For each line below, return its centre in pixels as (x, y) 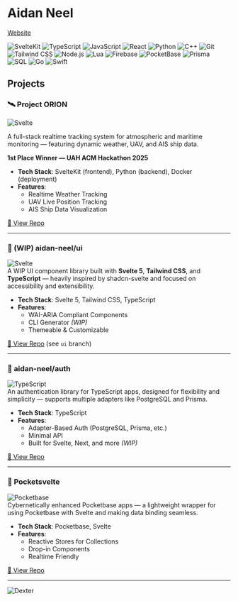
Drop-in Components (59, 548)
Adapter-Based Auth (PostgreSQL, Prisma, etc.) (98, 428)
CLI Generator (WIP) (58, 322)
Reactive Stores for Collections (73, 541)
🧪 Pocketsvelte (34, 482)
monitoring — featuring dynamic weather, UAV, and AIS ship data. (103, 144)
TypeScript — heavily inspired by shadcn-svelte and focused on (102, 278)
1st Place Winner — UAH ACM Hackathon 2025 (78, 158)
